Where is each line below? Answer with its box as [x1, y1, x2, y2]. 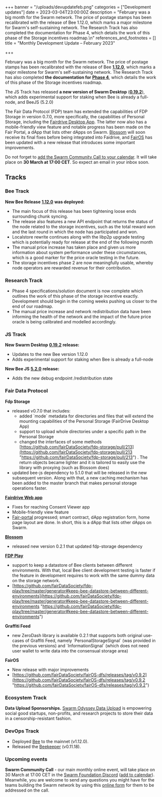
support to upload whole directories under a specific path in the [19, 429, 147, 434]
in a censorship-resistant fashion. [5, 715, 72, 721]
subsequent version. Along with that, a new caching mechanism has [12, 475, 148, 480]
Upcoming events [5, 756, 47, 763]
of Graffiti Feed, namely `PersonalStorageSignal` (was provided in [25, 638, 156, 643]
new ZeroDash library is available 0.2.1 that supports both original [12, 632, 143, 638]
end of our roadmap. [12, 303, 53, 309]
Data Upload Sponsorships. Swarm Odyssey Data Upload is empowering [5, 705, 152, 711]
